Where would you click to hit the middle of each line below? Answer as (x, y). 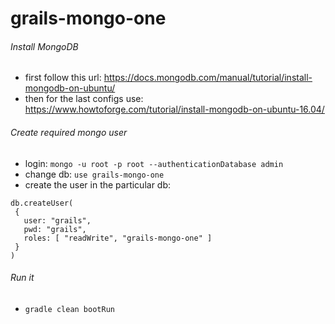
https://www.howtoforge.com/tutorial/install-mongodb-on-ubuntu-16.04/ (174, 109)
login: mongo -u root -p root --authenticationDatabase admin (154, 163)
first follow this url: (63, 78)
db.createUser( (42, 203)
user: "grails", (57, 220)
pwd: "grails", (55, 229)
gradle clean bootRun (69, 309)
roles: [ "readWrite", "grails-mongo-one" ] (118, 238)
